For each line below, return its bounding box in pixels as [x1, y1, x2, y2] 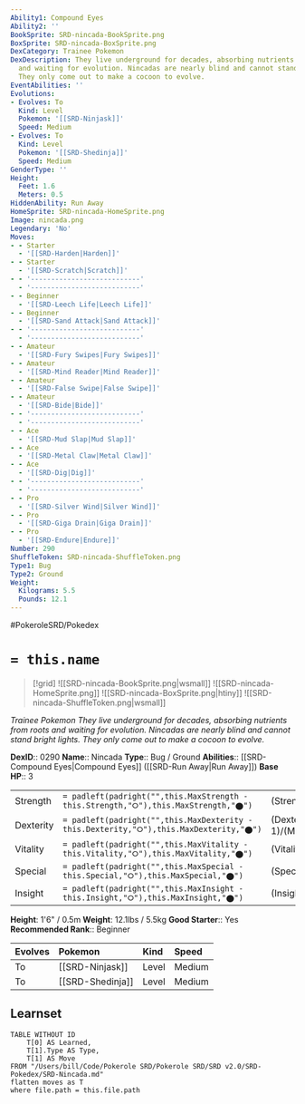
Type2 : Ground [10, 569, 64, 578]
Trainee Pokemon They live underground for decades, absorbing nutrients [10, 714, 288, 725]
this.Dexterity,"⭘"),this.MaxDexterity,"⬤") [62, 824, 262, 835]
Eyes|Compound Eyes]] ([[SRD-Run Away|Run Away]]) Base [53, 760, 279, 771]
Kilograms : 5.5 [18, 586, 76, 596]
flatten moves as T [10, 1078, 84, 1087]
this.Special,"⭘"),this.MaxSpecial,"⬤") [62, 870, 243, 880]
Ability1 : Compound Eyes [10, 13, 104, 23]
